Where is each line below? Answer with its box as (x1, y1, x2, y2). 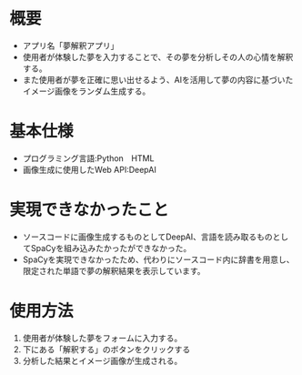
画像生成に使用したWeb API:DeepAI (22, 164, 156, 175)
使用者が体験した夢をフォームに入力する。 (22, 332, 183, 343)
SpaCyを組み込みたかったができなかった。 (30, 242, 192, 253)
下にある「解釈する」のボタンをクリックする (22, 343, 191, 355)
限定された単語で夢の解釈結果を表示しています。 (22, 265, 206, 276)
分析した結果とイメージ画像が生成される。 (22, 355, 183, 366)
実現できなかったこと (9, 199, 170, 220)
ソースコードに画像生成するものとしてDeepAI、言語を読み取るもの (22, 231, 273, 242)
